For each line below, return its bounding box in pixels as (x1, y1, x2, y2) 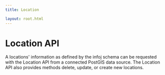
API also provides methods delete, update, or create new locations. (5, 65, 144, 71)
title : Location (5, 7, 39, 12)
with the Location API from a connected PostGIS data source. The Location (5, 59, 160, 65)
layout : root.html (5, 16, 44, 21)
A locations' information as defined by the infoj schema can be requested (5, 54, 157, 60)
